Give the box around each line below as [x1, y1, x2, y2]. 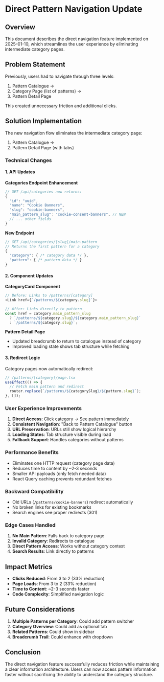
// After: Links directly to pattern [5, 306, 82, 311]
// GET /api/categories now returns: [5, 189, 82, 194]
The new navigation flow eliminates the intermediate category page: [5, 130, 142, 136]
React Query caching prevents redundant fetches [12, 476, 112, 481]
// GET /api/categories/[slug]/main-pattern [5, 239, 97, 244]
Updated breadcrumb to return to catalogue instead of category [12, 339, 141, 344]
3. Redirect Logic [5, 355, 41, 361]
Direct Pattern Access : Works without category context [12, 543, 125, 549]
